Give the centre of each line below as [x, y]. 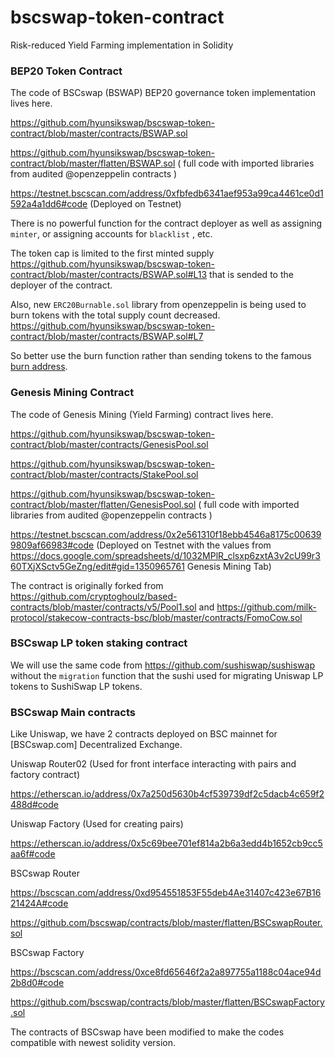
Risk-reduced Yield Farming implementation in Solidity [122, 45]
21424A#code [39, 903]
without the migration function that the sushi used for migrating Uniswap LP [167, 675]
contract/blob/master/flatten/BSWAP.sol [93, 163]
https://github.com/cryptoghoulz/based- [94, 596]
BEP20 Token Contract [66, 71]
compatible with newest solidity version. [93, 1043]
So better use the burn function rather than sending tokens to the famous [161, 356]
